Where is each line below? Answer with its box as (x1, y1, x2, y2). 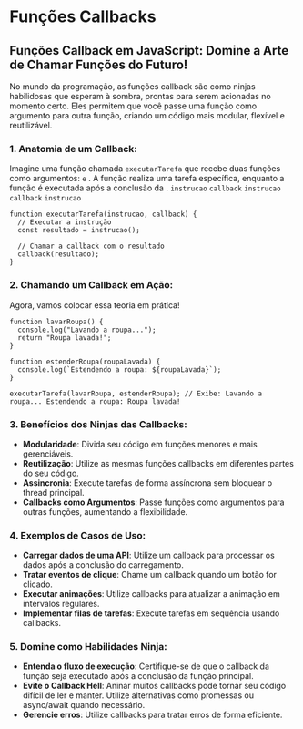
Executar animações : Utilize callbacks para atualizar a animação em (22, 589, 280, 600)
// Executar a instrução (17, 218, 112, 227)
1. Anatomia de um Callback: (9, 142, 138, 155)
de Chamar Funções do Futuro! (9, 56, 188, 72)
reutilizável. (9, 120, 53, 130)
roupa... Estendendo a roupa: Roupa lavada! (9, 396, 181, 406)
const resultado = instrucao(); (17, 226, 141, 235)
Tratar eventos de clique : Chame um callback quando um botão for (22, 570, 278, 580)
